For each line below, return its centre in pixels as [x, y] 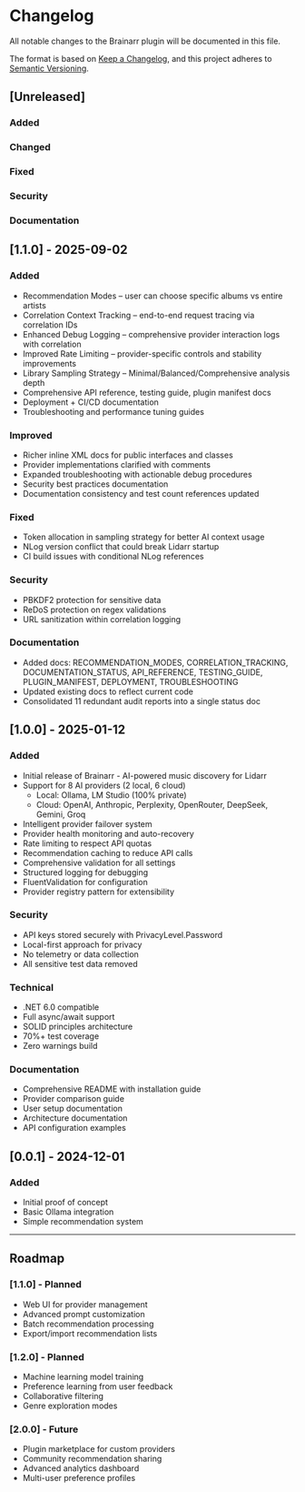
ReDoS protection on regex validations [94, 610]
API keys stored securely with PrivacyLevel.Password [123, 934]
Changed [30, 147]
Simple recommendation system [83, 1222]
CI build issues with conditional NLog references [113, 557]
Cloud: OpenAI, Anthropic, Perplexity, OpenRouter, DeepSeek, [152, 804]
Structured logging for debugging [85, 872]
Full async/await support [69, 1017]
